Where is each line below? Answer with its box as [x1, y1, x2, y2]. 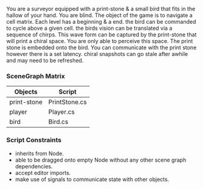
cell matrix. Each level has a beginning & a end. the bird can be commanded [6, 18, 196, 25]
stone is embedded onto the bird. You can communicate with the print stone [6, 44, 197, 51]
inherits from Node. [15, 149, 64, 157]
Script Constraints [6, 136, 62, 145]
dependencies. [15, 162, 53, 170]
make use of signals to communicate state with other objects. [15, 176, 170, 183]
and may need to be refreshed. [6, 57, 84, 64]
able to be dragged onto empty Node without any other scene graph [15, 156, 187, 163]
